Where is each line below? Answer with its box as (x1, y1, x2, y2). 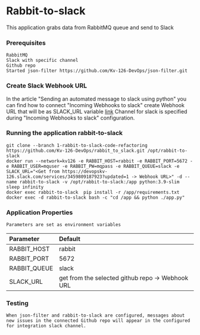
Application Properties (6, 208, 73, 217)
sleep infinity (6, 184, 44, 190)
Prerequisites (6, 39, 46, 47)
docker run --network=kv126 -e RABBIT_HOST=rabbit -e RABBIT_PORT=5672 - (6, 158, 193, 164)
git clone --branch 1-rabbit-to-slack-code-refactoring (6, 142, 148, 148)
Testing (6, 299, 29, 308)
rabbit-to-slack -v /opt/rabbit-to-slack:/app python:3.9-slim (19, 179, 180, 185)
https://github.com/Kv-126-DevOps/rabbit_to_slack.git (6, 148, 145, 154)
